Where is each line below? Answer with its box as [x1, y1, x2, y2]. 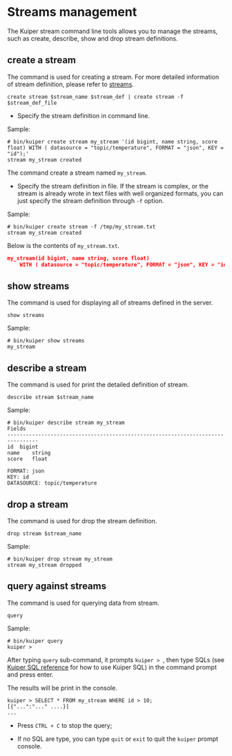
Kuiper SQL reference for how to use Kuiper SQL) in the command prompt [7, 663, 217, 671]
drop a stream [7, 498, 69, 510]
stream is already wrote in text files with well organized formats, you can [17, 189, 224, 197]
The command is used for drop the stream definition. [7, 516, 157, 525]
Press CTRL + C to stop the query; [17, 721, 113, 729]
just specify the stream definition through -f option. [17, 196, 164, 204]
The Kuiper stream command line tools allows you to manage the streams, [7, 27, 218, 35]
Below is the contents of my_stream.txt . [7, 241, 119, 249]
